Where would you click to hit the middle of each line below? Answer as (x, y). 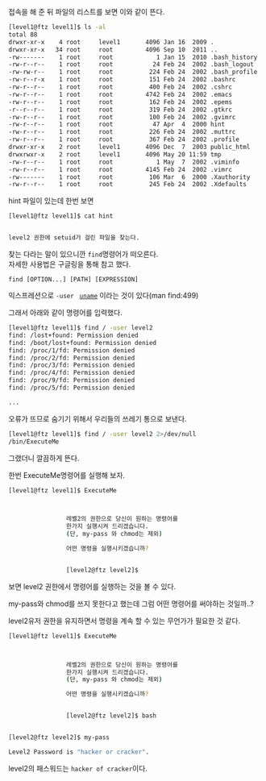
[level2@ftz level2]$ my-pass (59, 737)
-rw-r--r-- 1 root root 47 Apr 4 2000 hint (117, 125)
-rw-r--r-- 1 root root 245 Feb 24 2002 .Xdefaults (128, 185)
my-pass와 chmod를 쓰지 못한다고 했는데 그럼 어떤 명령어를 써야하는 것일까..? (131, 604)
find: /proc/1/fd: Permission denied (72, 350)
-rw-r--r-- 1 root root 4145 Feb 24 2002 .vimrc (120, 169)
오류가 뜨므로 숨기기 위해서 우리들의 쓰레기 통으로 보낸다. (98, 418)
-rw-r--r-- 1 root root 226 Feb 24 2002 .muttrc (122, 132)
